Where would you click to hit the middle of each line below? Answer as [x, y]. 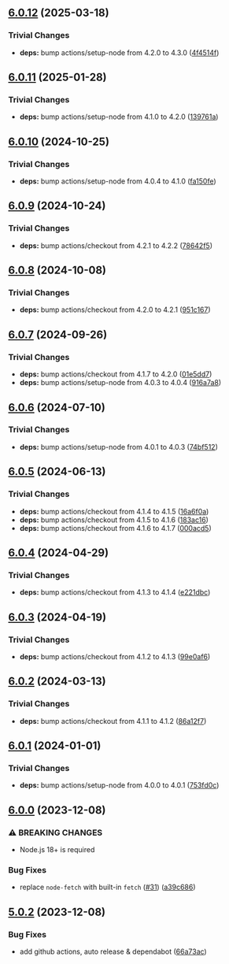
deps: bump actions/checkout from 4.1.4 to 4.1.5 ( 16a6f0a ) [114, 511]
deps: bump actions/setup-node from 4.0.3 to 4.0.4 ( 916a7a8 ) [120, 383]
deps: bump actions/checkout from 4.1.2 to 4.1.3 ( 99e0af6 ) [115, 656]
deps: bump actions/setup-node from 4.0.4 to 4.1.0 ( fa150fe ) [118, 181]
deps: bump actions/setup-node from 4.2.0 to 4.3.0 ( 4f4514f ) [119, 52]
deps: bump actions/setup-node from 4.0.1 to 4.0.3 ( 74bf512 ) [118, 447]
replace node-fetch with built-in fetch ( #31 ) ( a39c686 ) [107, 887]
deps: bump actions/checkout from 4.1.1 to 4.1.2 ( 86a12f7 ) [113, 721]
